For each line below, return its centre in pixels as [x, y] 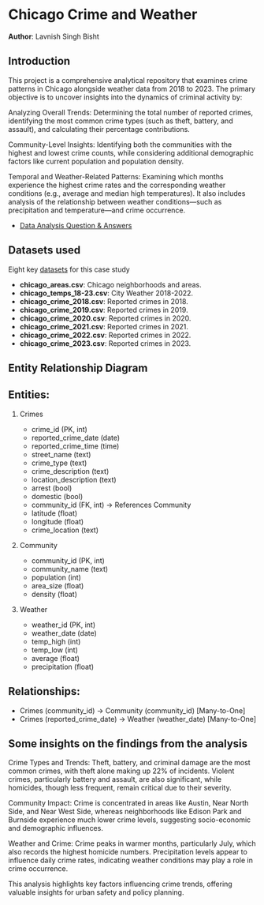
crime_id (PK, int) [59, 429]
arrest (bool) [52, 488]
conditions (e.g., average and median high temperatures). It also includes [127, 193]
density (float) [54, 594]
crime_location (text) [65, 530]
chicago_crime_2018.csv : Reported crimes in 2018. [104, 301]
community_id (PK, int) [68, 560]
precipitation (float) [63, 667]
